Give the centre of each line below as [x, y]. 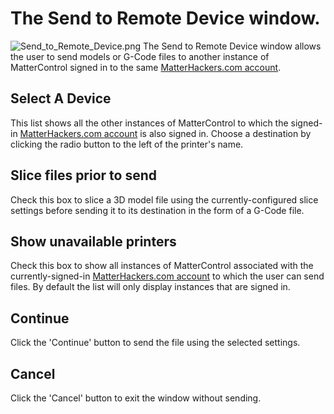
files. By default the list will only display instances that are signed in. [150, 287]
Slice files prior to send [84, 175]
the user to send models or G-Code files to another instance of [140, 56]
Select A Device [61, 98]
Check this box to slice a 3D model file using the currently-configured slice [164, 199]
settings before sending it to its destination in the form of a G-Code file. [157, 210]
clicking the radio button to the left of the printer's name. [127, 144]
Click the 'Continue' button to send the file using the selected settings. [155, 343]
